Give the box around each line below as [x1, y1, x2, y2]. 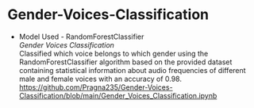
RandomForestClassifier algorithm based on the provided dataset [18, 57, 233, 67]
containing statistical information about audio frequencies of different [18, 65, 247, 75]
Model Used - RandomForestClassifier [18, 32, 144, 41]
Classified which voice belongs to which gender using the [18, 48, 209, 58]
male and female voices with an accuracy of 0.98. [18, 74, 182, 83]
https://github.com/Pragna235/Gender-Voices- [18, 82, 173, 92]
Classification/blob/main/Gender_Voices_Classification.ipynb [18, 91, 217, 100]
